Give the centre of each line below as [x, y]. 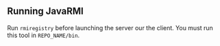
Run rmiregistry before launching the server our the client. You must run [110, 27]
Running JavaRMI [45, 11]
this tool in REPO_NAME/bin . [44, 35]
